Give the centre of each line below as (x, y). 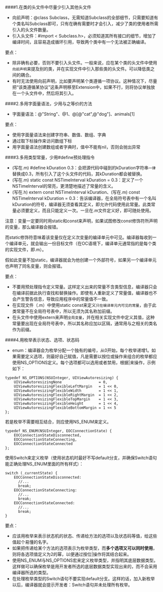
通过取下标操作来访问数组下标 (42, 141)
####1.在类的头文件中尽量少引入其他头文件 (48, 7)
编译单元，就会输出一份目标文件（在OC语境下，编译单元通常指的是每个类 (83, 243)
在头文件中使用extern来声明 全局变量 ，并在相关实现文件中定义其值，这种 (83, 317)
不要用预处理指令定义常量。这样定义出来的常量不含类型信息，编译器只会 (84, 287)
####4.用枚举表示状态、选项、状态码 (42, 340)
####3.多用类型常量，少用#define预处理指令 (50, 157)
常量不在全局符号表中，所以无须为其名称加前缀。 (65, 311)
